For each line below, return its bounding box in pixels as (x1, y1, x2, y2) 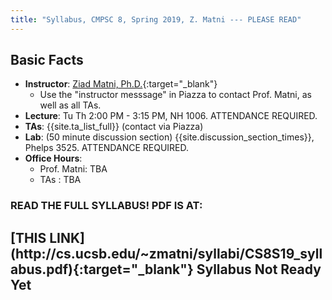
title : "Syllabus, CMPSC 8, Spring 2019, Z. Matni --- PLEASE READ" (10, 14, 302, 25)
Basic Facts (10, 52, 84, 69)
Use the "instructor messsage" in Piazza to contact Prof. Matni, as (39, 89, 312, 101)
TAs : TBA (39, 174, 82, 186)
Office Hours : (24, 152, 83, 165)
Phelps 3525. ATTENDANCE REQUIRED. (24, 142, 190, 154)
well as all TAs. (39, 99, 102, 111)
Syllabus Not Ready (196, 261, 322, 278)
